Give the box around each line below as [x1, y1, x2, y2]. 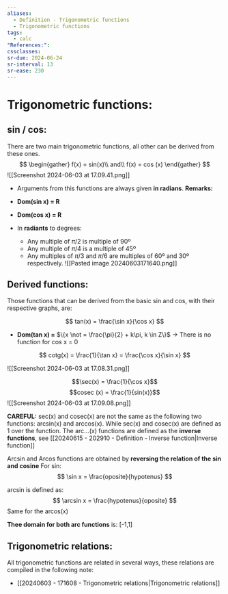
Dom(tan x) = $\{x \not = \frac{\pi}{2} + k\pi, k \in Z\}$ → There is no [16, 331, 212, 339]
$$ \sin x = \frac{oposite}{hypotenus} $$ [57, 473, 173, 481]
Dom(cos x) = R [16, 210, 62, 219]
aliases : [7, 10, 32, 17]
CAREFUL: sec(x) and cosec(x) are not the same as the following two [7, 412, 202, 421]
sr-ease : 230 [7, 67, 44, 74]
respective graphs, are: [7, 304, 73, 312]
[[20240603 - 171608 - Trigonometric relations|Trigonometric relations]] [16, 579, 220, 587]
